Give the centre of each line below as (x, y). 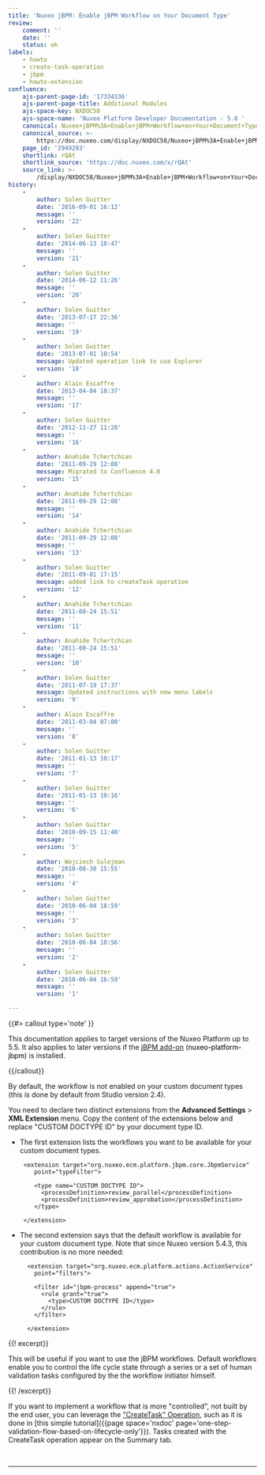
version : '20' (60, 295)
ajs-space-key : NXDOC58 (62, 112)
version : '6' (58, 810)
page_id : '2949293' (54, 148)
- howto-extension (52, 82)
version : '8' (58, 737)
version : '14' (60, 516)
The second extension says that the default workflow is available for (131, 1235)
